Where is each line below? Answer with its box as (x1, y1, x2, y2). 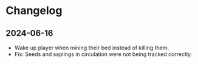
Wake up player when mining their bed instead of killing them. (14, 44, 169, 51)
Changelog (5, 4, 63, 18)
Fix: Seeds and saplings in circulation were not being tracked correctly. (14, 51, 193, 58)
